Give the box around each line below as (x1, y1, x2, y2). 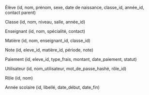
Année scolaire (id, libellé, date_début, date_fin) (5, 84, 100, 90)
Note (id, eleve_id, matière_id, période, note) (5, 47, 93, 53)
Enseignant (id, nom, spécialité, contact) (5, 28, 86, 34)
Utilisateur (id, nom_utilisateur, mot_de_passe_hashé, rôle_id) (5, 66, 127, 71)
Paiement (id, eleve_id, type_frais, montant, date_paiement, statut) (5, 56, 137, 62)
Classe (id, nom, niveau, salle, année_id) (5, 19, 86, 25)
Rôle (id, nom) (5, 75, 33, 81)
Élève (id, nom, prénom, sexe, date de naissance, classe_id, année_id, (5, 5, 144, 10)
